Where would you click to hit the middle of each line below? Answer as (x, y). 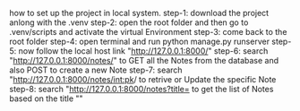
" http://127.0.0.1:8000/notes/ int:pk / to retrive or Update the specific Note (143, 79)
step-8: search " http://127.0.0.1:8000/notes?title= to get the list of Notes (141, 89)
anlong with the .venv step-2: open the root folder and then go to (129, 22)
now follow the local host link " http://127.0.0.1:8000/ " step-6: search (143, 51)
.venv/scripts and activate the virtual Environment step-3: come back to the (148, 32)
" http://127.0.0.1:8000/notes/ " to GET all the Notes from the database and (144, 60)
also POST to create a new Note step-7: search (96, 70)
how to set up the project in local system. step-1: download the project (139, 13)
